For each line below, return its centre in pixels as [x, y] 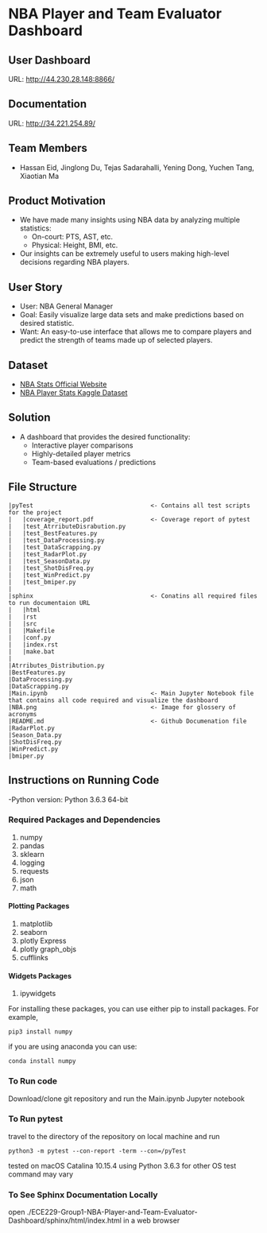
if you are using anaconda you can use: [73, 1047]
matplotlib [36, 924]
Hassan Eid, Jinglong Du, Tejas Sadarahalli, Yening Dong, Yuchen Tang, [137, 167]
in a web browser [151, 1220]
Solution [29, 418]
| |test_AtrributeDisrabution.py [67, 526]
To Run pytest [36, 1119]
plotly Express [43, 940]
